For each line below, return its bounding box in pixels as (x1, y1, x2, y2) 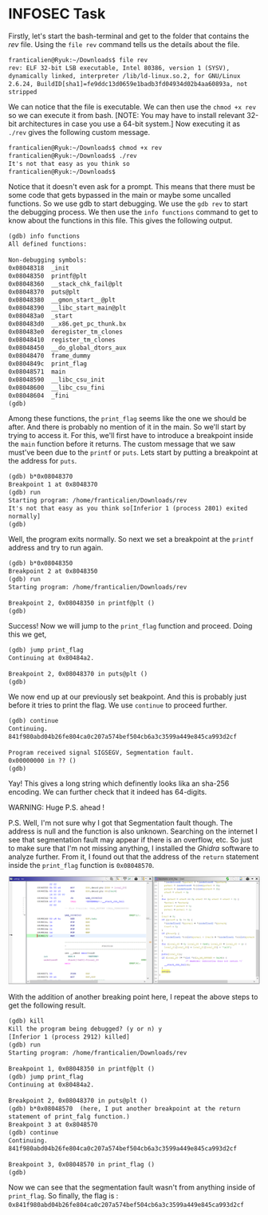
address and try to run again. (8, 542, 104, 552)
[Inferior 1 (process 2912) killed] (8, 1033, 130, 1041)
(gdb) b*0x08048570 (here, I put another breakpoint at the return (8, 1105, 241, 1113)
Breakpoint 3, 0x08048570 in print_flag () (8, 1161, 156, 1169)
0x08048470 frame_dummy (8, 352, 91, 360)
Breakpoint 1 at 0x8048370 (8, 480, 98, 488)
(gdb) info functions (8, 232, 81, 240)
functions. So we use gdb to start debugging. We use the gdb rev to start (8, 199, 249, 208)
